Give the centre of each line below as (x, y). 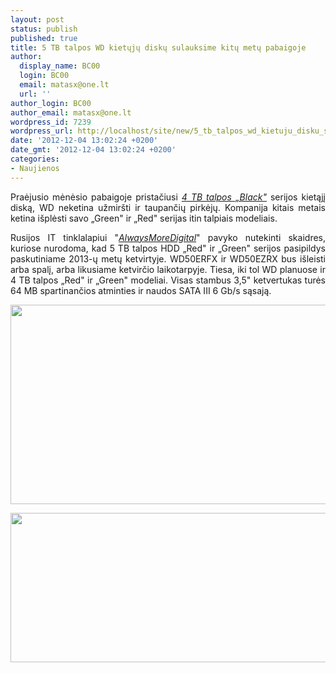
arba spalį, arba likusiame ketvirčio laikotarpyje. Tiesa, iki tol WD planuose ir (168, 269)
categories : (35, 159)
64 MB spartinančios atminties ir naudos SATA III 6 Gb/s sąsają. (141, 290)
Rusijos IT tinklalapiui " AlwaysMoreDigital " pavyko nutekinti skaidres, (168, 237)
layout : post (37, 19)
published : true (44, 38)
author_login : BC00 (51, 103)
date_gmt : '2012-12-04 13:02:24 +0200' (93, 150)
